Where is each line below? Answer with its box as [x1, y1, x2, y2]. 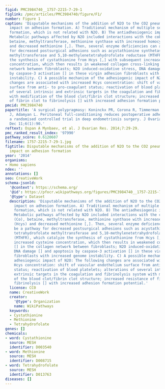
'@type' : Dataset [9, 194, 45, 199]
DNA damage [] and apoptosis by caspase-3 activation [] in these [14, 249, 153, 254]
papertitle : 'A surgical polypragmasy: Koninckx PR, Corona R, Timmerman [5, 107, 160, 113]
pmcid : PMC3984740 [5, 103, 43, 108]
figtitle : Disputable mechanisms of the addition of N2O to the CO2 [5, 144, 148, 149]
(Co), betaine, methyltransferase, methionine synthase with [14, 217, 141, 222]
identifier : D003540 [9, 344, 52, 350]
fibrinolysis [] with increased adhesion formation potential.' [14, 281, 148, 286]
